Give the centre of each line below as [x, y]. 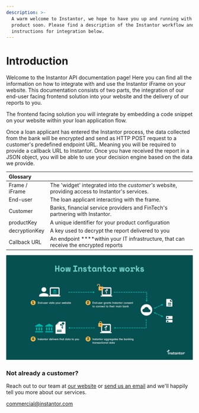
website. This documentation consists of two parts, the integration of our [95, 90]
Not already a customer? [42, 373]
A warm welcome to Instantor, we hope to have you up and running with [102, 19]
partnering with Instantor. [81, 214]
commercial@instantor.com [40, 404]
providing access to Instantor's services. [99, 191]
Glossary [20, 176]
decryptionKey [26, 230]
